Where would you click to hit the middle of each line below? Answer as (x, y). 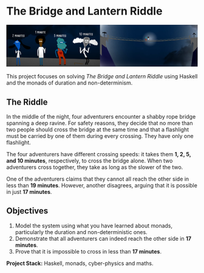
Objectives (27, 211)
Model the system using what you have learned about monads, (94, 226)
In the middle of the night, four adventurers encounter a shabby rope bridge (101, 116)
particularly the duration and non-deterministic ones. (81, 232)
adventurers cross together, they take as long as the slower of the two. (95, 167)
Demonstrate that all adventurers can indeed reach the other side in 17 (103, 238)
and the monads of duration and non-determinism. (70, 83)
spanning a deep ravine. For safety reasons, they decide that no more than (100, 123)
